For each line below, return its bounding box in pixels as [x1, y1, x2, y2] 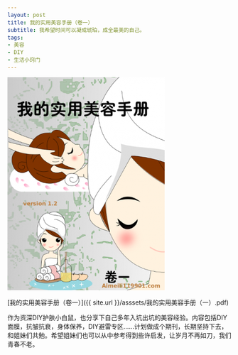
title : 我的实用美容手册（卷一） [7, 18, 94, 26]
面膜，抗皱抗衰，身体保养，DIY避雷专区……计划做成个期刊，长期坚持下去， [7, 322, 228, 330]
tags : [7, 34, 23, 41]
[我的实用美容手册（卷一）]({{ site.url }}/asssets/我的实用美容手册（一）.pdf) [7, 298, 229, 307]
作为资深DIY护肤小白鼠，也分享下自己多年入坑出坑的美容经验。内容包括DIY [7, 313, 227, 322]
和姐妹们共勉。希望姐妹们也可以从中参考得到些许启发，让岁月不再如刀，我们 [7, 331, 232, 339]
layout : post [7, 11, 46, 18]
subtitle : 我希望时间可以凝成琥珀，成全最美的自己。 [7, 26, 146, 33]
